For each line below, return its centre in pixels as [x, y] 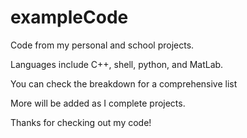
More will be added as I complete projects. [98, 103]
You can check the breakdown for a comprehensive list [124, 83]
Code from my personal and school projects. [102, 45]
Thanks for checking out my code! [81, 122]
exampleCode [69, 17]
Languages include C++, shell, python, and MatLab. [117, 64]
